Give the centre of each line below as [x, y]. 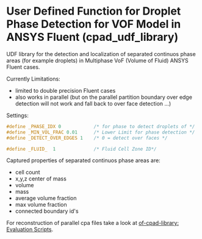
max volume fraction [41, 205]
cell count [28, 173]
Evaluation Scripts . [30, 229]
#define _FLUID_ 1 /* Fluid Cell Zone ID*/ [81, 149]
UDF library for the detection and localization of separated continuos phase [101, 54]
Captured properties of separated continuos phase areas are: [83, 160]
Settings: [17, 115]
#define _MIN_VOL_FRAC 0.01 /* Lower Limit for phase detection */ [101, 132]
